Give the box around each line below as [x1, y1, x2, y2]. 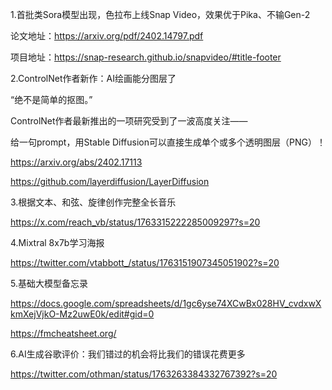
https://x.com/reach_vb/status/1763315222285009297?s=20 [10, 216, 261, 228]
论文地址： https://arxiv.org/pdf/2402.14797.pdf [10, 30, 204, 42]
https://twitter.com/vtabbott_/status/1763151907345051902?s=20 [10, 257, 280, 268]
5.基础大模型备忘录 [10, 278, 88, 289]
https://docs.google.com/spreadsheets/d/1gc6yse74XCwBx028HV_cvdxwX [10, 298, 322, 309]
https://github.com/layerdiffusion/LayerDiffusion [10, 176, 210, 187]
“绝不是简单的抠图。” [10, 94, 93, 105]
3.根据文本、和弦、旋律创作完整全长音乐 [10, 196, 177, 208]
